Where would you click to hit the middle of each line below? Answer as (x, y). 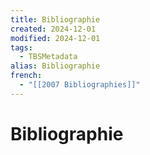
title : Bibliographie (55, 19)
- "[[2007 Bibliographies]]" (80, 85)
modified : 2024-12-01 (55, 38)
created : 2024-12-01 (53, 29)
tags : (21, 47)
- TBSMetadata (48, 57)
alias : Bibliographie (55, 66)
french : (26, 76)
